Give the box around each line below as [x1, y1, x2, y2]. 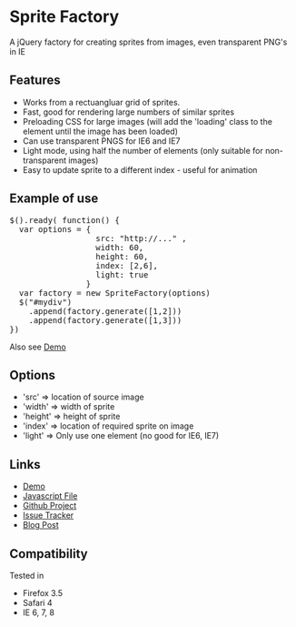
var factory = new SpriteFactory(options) [18, 288, 212, 298]
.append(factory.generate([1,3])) [28, 315, 183, 325]
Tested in [9, 571, 44, 581]
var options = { [18, 224, 92, 234]
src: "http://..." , [94, 233, 187, 243]
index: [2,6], [94, 260, 159, 270]
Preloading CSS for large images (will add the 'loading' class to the [22, 116, 272, 126]
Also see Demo [9, 341, 66, 352]
